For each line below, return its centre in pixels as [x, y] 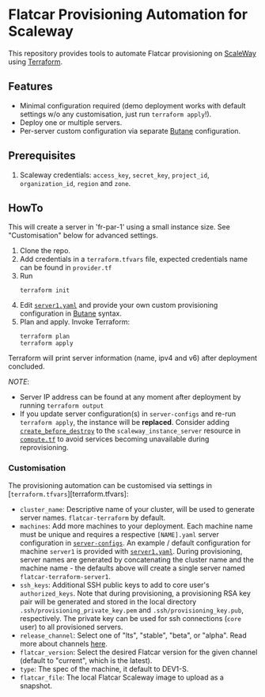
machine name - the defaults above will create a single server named [132, 568]
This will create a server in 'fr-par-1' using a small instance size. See [119, 227]
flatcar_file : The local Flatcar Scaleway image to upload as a [121, 677]
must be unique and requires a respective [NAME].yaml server [119, 534]
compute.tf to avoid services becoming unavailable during [114, 439]
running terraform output [62, 406]
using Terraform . [36, 62]
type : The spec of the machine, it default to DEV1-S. [104, 669]
